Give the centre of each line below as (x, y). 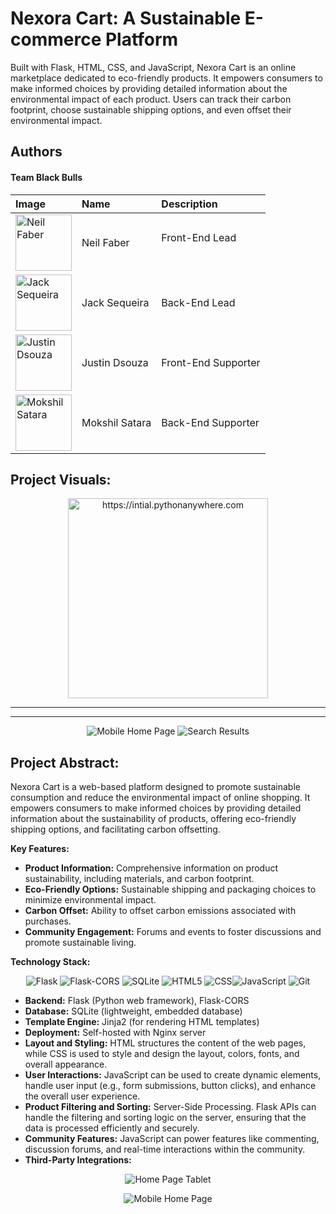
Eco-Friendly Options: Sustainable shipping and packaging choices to (170, 889)
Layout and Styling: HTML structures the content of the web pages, (165, 1043)
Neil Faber (105, 242)
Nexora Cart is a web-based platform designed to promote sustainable (155, 787)
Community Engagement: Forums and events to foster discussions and (173, 932)
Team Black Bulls (46, 177)
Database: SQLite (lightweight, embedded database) (133, 1011)
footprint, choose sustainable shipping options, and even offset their (151, 109)
